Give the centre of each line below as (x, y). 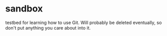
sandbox (24, 9)
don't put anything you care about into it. (48, 27)
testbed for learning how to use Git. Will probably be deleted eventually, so (83, 22)
